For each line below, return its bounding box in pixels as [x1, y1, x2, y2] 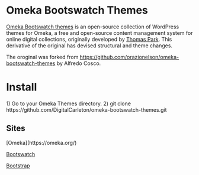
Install [6, 80, 37, 94]
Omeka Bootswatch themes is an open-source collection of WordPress [6, 23, 179, 30]
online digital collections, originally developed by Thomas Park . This [6, 35, 172, 43]
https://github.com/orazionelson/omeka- [79, 53, 179, 60]
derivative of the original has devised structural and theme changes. [6, 42, 173, 49]
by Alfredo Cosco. [56, 60, 101, 67]
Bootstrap [6, 162, 31, 169]
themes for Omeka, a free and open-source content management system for [6, 29, 193, 36]
